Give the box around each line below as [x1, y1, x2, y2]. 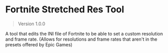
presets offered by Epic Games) [5, 41, 73, 47]
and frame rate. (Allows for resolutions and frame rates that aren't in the [5, 36, 158, 42]
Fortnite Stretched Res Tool [5, 4, 124, 15]
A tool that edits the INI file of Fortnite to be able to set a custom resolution [5, 30, 163, 37]
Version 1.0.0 [17, 21, 45, 27]
